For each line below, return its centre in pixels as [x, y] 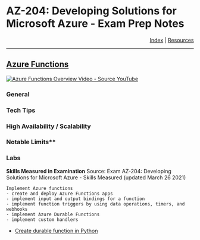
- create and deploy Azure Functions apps [60, 194]
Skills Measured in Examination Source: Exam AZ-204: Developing [89, 171]
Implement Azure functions [40, 188]
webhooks [17, 209]
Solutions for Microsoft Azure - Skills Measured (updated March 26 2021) [96, 177]
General [18, 94]
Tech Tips [21, 110]
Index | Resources [172, 40]
